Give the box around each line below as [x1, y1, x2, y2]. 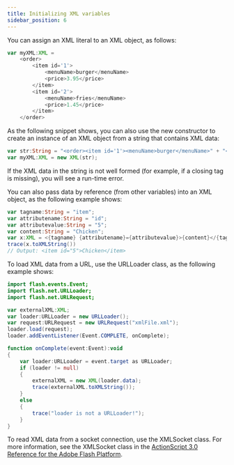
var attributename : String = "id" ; [7, 215, 108, 222]
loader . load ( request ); [7, 326, 73, 333]
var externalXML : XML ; [7, 306, 70, 314]
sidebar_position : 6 [7, 17, 68, 24]
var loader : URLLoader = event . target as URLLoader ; [19, 358, 173, 365]
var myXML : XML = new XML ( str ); [7, 154, 98, 161]
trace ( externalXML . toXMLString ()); [32, 384, 136, 391]
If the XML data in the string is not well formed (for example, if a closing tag [7, 167, 224, 175]
